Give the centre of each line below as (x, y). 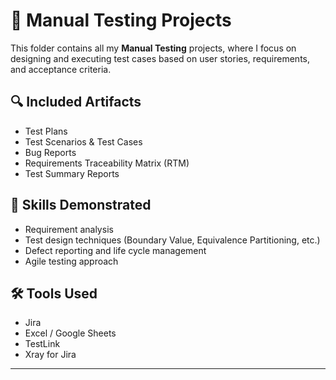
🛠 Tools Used (54, 293)
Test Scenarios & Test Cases (83, 141)
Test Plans (46, 131)
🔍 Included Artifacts (76, 102)
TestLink (42, 344)
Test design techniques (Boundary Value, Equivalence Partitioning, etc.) (172, 240)
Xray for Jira (50, 355)
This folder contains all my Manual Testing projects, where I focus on (153, 48)
